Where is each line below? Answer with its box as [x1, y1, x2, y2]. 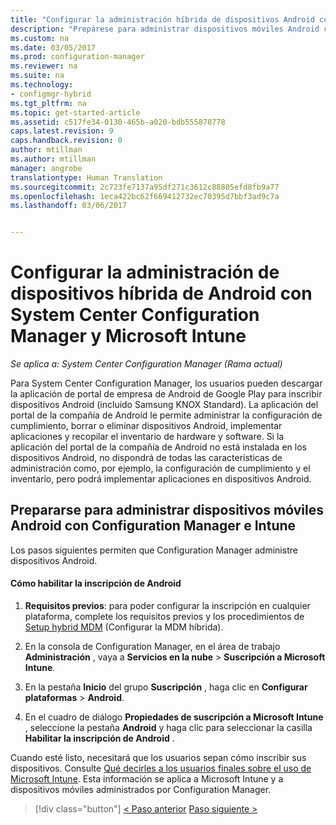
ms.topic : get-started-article [10, 107, 141, 118]
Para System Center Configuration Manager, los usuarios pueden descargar [10, 377, 323, 390]
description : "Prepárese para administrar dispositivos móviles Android [10, 24, 320, 34]
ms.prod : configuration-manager [10, 52, 145, 62]
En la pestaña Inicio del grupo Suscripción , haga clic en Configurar [24, 681, 308, 693]
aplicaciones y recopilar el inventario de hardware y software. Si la [10, 431, 285, 443]
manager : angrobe [10, 163, 83, 173]
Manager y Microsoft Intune [10, 325, 247, 348]
